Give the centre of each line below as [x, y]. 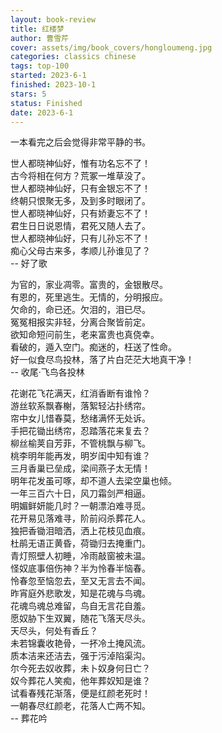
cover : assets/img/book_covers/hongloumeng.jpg [111, 47]
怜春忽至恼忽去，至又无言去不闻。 [80, 581]
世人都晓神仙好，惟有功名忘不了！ [80, 163]
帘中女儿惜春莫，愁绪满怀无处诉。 [80, 418]
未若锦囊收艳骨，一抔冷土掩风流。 [80, 643]
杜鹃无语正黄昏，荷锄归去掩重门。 [80, 543]
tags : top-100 [40, 66]
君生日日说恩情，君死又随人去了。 [80, 226]
